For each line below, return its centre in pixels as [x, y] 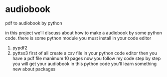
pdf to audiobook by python [34, 23]
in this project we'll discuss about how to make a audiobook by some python [83, 32]
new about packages [34, 69]
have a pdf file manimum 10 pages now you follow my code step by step [86, 58]
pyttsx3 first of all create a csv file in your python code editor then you [85, 53]
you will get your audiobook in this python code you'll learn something [84, 63]
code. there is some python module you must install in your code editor [78, 38]
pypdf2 [20, 47]
